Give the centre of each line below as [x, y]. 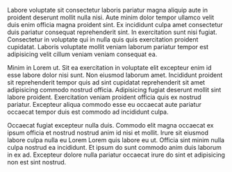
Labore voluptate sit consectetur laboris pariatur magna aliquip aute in [108, 10]
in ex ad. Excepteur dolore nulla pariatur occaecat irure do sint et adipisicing [116, 155]
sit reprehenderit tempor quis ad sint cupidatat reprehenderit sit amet [106, 82]
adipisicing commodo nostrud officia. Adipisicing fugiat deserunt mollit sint [114, 90]
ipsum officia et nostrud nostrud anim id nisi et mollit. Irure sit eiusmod [108, 132]
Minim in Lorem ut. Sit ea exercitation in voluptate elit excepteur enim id [109, 68]
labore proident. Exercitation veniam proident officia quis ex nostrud [104, 97]
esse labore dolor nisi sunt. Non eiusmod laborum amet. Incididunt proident [115, 75]
